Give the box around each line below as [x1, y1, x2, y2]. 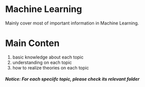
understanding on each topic [12, 59, 72, 65]
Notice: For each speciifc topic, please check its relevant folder [5, 76, 140, 82]
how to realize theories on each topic [12, 64, 89, 70]
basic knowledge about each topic [12, 54, 84, 60]
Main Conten [5, 37, 60, 49]
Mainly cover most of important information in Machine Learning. [5, 20, 139, 26]
